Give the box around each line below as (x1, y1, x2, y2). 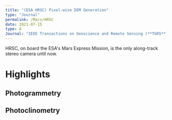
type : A (5, 27, 22, 32)
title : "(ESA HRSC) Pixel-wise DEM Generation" (5, 7, 109, 13)
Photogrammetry (5, 89, 61, 98)
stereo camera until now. (5, 51, 57, 57)
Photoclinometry (5, 106, 60, 115)
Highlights (5, 68, 50, 80)
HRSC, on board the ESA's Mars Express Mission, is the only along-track (5, 45, 158, 51)
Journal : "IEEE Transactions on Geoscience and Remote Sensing (5, 31, 143, 36)
